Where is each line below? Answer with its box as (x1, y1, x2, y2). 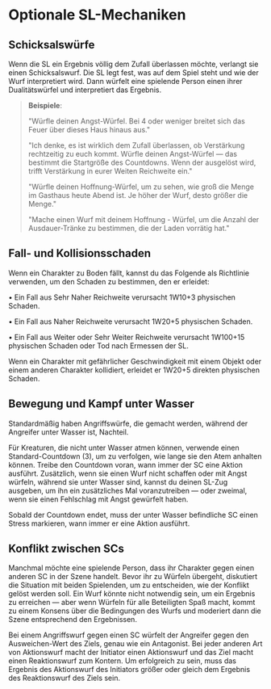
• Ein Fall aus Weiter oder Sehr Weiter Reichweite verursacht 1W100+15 (8, 332, 245, 342)
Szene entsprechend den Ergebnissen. (8, 615, 137, 624)
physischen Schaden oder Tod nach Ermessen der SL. (8, 341, 190, 351)
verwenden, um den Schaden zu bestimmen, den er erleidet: (8, 276, 210, 286)
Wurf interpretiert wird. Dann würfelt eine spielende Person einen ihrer (8, 77, 244, 86)
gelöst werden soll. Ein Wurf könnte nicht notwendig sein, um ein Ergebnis (8, 589, 256, 599)
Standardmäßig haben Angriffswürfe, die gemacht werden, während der (8, 418, 248, 428)
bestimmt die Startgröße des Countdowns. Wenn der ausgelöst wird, (27, 158, 256, 167)
